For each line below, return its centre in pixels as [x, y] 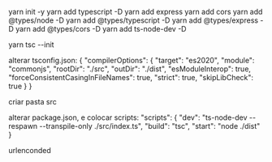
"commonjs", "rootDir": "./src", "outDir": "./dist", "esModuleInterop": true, [130, 69]
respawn [23, 126]
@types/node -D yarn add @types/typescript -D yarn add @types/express [133, 20]
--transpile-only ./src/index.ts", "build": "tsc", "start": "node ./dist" [150, 126]
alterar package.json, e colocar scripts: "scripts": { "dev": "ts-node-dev [128, 117]
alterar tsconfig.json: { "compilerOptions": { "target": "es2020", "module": [132, 60]
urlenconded [30, 150]
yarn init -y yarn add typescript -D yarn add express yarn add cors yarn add [136, 12]
